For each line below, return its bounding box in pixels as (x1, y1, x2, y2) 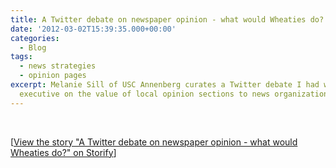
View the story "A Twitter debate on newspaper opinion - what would (13, 136, 298, 148)
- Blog (19, 42, 47, 53)
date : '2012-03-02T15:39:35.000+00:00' (10, 24, 177, 34)
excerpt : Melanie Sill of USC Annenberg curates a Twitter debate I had (10, 80, 320, 90)
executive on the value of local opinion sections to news (19, 89, 271, 99)
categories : (10, 33, 60, 43)
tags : (10, 52, 33, 62)
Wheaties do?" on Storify (10, 146, 114, 158)
